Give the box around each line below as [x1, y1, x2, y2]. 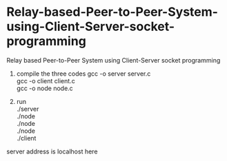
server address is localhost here [6, 147, 98, 155]
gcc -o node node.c [16, 84, 73, 92]
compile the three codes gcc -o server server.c [16, 69, 151, 78]
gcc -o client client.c [16, 76, 75, 85]
